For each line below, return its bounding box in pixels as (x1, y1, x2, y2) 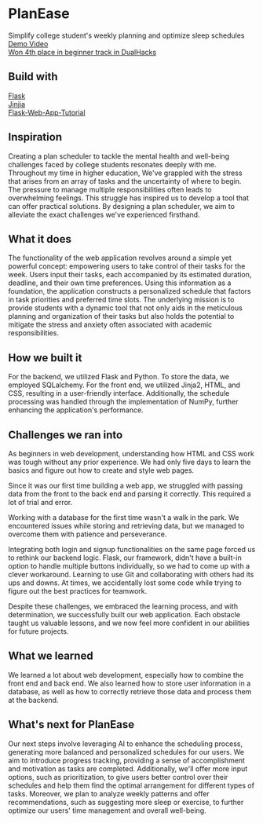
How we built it (8, 351, 82, 364)
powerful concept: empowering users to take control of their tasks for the (8, 262, 246, 271)
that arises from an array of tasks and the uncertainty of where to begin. (8, 176, 242, 185)
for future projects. (8, 627, 69, 636)
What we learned (8, 649, 93, 663)
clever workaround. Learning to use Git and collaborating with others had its (8, 570, 254, 579)
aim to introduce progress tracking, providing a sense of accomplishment (8, 755, 246, 765)
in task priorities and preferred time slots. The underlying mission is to (8, 295, 235, 305)
